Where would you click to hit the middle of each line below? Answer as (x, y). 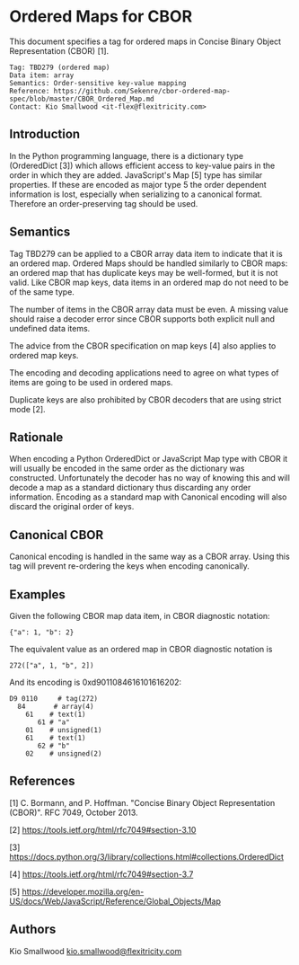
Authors (33, 930)
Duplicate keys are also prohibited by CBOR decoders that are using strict (145, 399)
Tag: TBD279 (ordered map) (60, 67)
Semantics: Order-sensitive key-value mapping (98, 83)
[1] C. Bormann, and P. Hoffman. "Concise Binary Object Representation (142, 802)
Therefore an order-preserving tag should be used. (104, 203)
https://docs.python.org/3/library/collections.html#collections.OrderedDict (147, 856)
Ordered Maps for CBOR (101, 17)
